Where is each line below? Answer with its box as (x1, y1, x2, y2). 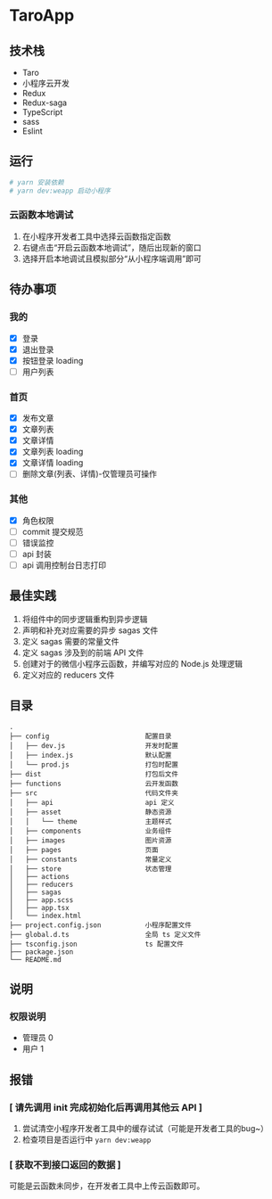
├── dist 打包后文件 (9, 769, 178, 778)
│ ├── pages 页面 (9, 845, 159, 854)
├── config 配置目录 (9, 732, 172, 741)
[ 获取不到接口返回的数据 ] (9, 1159, 122, 1170)
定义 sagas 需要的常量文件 (21, 636, 120, 646)
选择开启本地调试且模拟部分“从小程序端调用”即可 (21, 253, 202, 264)
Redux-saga (21, 97, 68, 108)
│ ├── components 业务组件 (9, 826, 172, 835)
